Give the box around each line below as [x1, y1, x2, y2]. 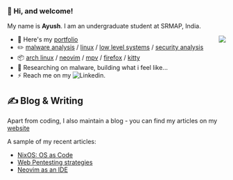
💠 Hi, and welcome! [7, 6, 74, 16]
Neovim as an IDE [17, 165, 68, 174]
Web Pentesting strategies [17, 159, 93, 167]
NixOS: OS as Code [17, 151, 74, 159]
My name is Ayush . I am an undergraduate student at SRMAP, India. [7, 22, 201, 30]
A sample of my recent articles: [7, 138, 96, 146]
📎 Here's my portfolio [17, 35, 78, 44]
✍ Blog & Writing [7, 95, 83, 107]
